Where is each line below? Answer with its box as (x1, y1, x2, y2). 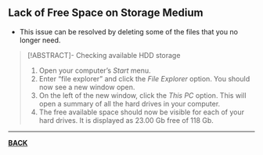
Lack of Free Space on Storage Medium (8, 6, 204, 20)
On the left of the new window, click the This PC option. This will (38, 90, 247, 100)
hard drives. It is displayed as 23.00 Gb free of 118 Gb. (38, 115, 214, 124)
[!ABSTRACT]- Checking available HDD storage (27, 50, 181, 59)
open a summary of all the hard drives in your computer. (38, 99, 221, 108)
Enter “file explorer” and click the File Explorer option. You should (38, 74, 250, 83)
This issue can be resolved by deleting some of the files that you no (19, 27, 239, 36)
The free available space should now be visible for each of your (38, 107, 245, 117)
